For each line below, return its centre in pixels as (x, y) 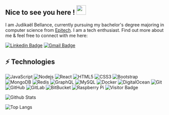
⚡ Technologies (30, 62)
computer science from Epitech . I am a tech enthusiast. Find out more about (85, 30)
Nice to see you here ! (40, 12)
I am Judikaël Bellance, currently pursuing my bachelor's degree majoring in (85, 25)
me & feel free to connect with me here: (47, 35)
